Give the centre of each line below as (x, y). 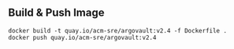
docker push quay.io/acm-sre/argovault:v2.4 (82, 37)
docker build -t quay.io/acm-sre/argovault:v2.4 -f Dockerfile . (117, 30)
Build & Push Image (56, 13)
